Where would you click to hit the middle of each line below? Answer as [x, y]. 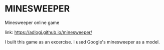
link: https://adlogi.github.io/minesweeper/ [48, 32]
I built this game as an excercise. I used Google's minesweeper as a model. [82, 42]
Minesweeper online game [32, 22]
